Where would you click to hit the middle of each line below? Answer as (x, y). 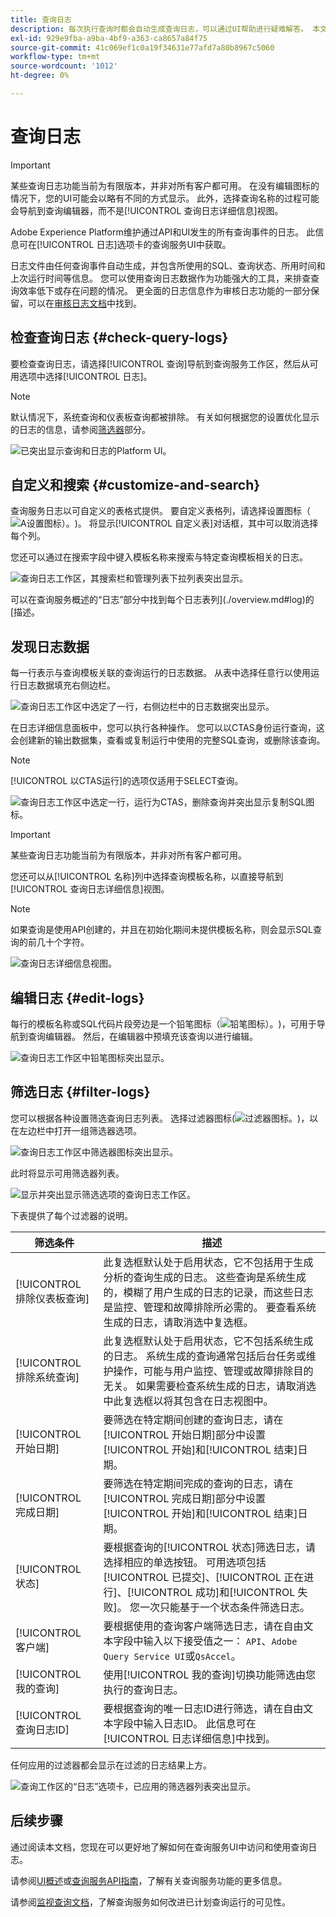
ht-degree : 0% (40, 76)
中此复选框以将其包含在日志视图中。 (188, 1401)
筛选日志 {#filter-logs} (80, 1092)
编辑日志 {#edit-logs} (77, 997)
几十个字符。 (63, 942)
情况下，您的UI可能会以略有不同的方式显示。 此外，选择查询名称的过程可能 (165, 198)
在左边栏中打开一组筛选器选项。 (76, 1130)
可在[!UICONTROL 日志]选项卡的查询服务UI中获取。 (125, 244)
